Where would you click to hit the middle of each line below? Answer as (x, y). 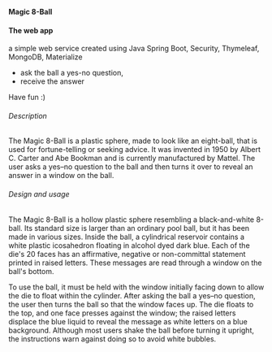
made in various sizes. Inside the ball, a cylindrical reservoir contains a (127, 237)
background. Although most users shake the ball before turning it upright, (131, 330)
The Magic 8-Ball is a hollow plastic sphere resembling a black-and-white (131, 219)
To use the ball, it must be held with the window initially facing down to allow (136, 287)
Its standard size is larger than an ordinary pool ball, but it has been (137, 228)
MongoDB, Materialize (45, 57)
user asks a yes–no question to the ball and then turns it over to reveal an (131, 167)
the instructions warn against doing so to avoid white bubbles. (112, 339)
